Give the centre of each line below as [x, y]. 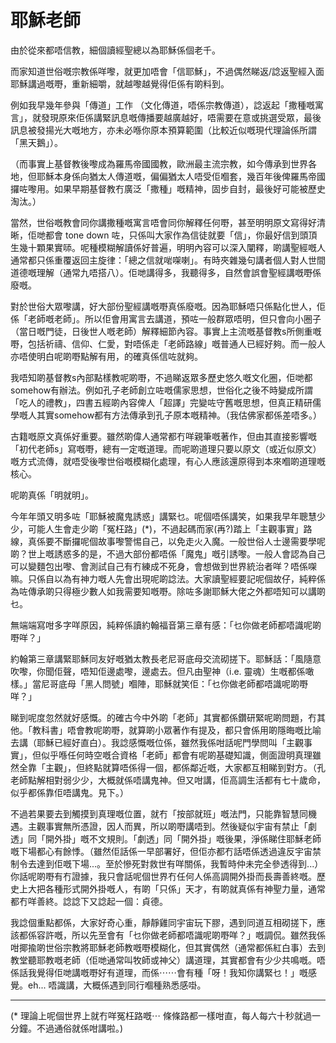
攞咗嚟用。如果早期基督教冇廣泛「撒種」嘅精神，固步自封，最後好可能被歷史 [168, 188]
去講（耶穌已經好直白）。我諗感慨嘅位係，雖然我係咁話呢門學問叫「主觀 [157, 742]
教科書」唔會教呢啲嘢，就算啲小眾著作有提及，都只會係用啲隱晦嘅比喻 [176, 730]
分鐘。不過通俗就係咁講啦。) [67, 1028]
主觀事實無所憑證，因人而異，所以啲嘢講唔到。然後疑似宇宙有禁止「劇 [172, 826]
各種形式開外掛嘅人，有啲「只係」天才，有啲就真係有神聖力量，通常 [185, 888]
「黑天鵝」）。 [36, 142]
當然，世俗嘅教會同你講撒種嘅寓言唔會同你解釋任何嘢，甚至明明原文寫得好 [163, 222]
